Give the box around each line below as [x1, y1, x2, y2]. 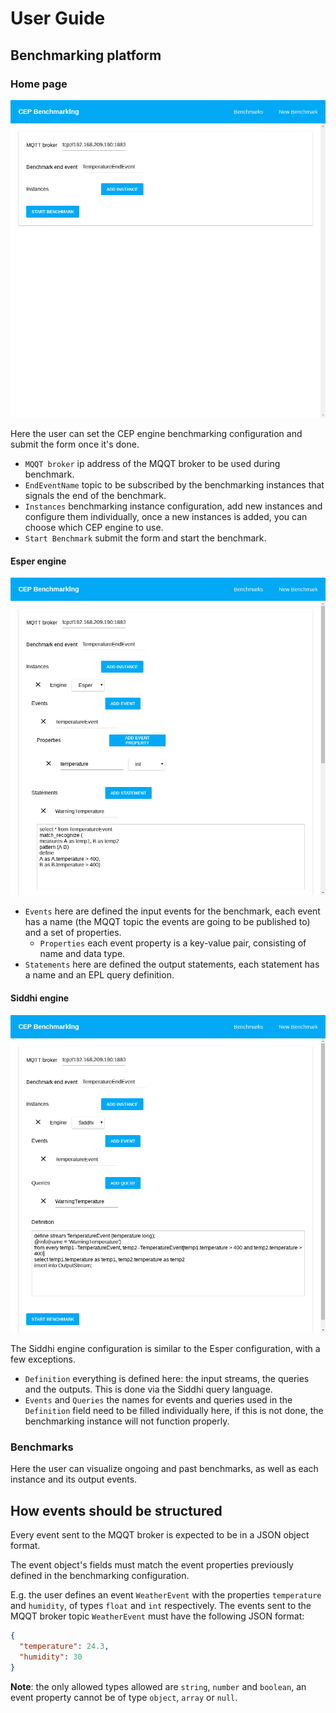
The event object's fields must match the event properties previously [10, 1559, 294, 1571]
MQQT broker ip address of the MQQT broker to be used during [24, 458, 281, 470]
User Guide [10, 7, 106, 30]
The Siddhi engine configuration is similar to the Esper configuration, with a [10, 1342, 321, 1354]
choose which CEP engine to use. [24, 522, 164, 534]
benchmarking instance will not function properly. [24, 1415, 230, 1427]
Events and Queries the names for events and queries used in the [24, 1393, 293, 1406]
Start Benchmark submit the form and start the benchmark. [24, 532, 267, 544]
